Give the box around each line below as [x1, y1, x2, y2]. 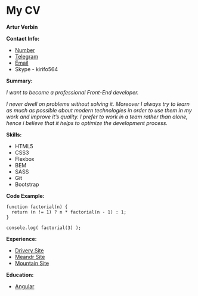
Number [14, 46, 35, 54]
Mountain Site [14, 260, 49, 267]
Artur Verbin [6, 23, 38, 30]
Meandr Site [14, 253, 45, 260]
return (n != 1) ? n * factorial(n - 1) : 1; [11, 209, 127, 215]
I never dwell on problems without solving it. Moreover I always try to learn [6, 100, 190, 108]
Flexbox [14, 155, 35, 162]
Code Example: [6, 192, 45, 199]
